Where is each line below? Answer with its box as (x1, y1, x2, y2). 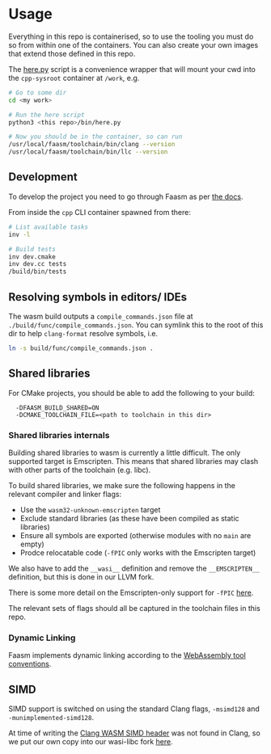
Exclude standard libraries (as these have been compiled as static (19, 513, 240, 523)
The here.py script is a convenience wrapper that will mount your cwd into (8, 64, 256, 74)
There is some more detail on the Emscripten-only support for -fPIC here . (8, 588, 254, 597)
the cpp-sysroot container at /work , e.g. (8, 73, 140, 82)
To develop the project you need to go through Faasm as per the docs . (8, 192, 243, 201)
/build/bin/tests (8, 267, 67, 276)
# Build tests (8, 245, 57, 253)
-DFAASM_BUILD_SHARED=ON (15, 403, 100, 412)
